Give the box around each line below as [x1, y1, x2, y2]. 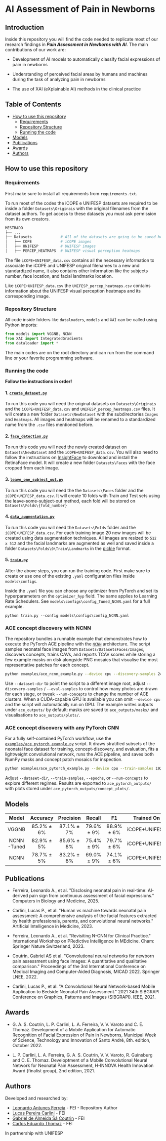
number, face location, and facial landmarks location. [5, 273, 113, 279]
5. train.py [5, 557, 28, 563]
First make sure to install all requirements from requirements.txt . [5, 190, 137, 196]
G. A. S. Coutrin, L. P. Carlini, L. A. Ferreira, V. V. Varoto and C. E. [12, 1021, 144, 1027]
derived [12, 892, 28, 898]
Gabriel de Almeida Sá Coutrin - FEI [12, 1115, 85, 1121]
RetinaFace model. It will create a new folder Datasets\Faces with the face [5, 460, 156, 465]
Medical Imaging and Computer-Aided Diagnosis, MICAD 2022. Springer [12, 969, 160, 974]
